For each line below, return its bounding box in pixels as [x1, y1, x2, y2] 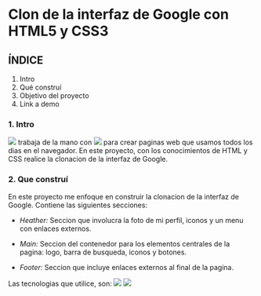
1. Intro [8, 119, 34, 130]
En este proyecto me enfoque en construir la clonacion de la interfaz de [8, 192, 239, 201]
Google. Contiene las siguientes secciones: [8, 200, 147, 210]
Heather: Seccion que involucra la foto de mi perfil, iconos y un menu [19, 215, 244, 225]
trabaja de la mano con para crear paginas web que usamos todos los [17, 137, 253, 147]
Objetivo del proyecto [19, 91, 89, 100]
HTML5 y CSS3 [8, 22, 109, 40]
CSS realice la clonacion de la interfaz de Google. [8, 155, 169, 164]
